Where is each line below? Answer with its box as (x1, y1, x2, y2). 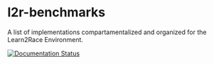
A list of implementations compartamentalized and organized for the (7, 28, 207, 36)
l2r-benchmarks (7, 4, 105, 21)
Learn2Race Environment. (7, 35, 84, 43)
